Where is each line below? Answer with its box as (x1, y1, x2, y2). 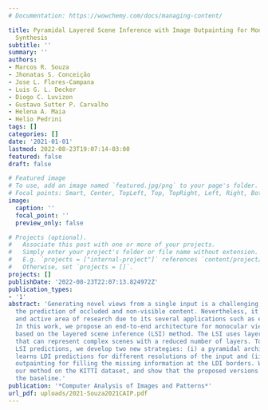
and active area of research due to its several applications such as (15, 315, 255, 324)
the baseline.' (15, 375, 66, 383)
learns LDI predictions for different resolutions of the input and (15, 352, 248, 360)
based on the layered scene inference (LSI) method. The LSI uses (15, 329, 241, 338)
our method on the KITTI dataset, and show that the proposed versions (15, 367, 259, 376)
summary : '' (8, 49, 48, 57)
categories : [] (8, 130, 59, 138)
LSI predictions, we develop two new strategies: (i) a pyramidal (15, 344, 241, 352)
